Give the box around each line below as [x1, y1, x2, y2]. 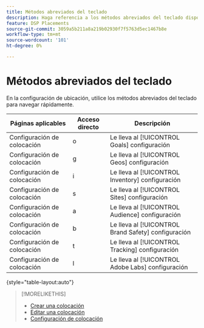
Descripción [134, 119, 171, 128]
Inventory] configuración [110, 176, 181, 184]
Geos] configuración [110, 158, 169, 166]
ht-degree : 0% [6, 43, 42, 49]
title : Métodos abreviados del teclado [6, 9, 107, 15]
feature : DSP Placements [6, 20, 69, 26]
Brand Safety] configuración [110, 228, 191, 236]
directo [78, 123, 99, 131]
